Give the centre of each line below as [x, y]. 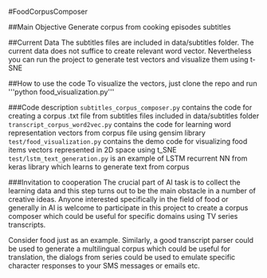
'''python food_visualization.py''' [61, 92]
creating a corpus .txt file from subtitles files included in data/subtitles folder [134, 116]
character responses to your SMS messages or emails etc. [104, 266]
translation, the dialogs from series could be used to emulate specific [122, 257]
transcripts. [27, 224]
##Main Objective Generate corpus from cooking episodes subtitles [120, 27]
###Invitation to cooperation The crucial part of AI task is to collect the [124, 182]
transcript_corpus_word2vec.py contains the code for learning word [120, 124]
